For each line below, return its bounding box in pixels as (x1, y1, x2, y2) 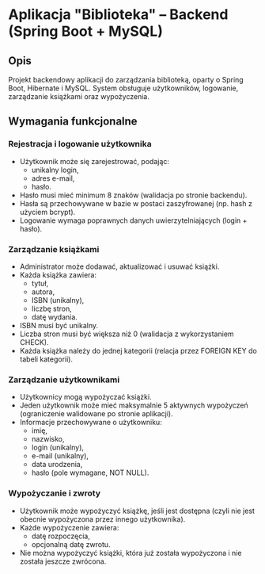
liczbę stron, (31, 304, 73, 313)
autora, (31, 287, 55, 297)
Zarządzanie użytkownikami (8, 374, 120, 385)
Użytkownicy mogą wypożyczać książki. (19, 392, 152, 402)
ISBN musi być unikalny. (19, 320, 99, 330)
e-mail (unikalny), (31, 451, 89, 461)
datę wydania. (31, 312, 78, 322)
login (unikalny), (31, 442, 85, 453)
